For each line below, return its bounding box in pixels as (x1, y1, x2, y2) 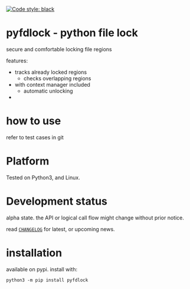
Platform (6, 155, 50, 168)
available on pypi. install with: (6, 265, 78, 272)
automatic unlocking (23, 87, 73, 94)
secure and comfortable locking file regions (6, 45, 112, 52)
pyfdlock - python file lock (6, 27, 139, 40)
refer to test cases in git (6, 133, 64, 141)
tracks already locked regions (14, 68, 87, 75)
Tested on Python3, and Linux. (6, 174, 81, 181)
